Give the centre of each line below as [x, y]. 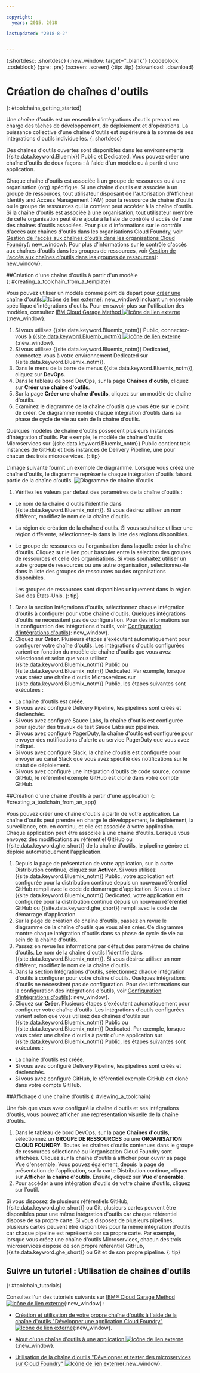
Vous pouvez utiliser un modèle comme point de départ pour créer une [93, 293]
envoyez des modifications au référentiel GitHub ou [69, 839]
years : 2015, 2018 [35, 22]
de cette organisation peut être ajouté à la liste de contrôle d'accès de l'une [99, 219]
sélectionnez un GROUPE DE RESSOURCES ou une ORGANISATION [98, 1139]
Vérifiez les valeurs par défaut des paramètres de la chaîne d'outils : [99, 492]
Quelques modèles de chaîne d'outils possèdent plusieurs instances [90, 431]
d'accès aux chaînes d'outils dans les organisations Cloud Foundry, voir [95, 232]
